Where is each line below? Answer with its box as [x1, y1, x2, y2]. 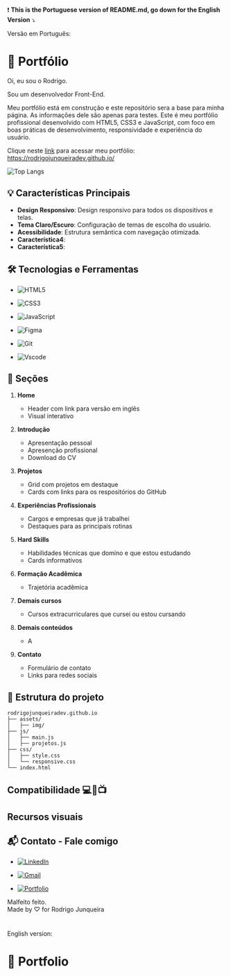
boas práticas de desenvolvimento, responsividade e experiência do [7, 126, 203, 134]
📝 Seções [7, 373, 49, 384]
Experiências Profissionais [17, 502, 96, 510]
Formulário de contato [27, 664, 92, 672]
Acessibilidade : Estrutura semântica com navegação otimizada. [17, 228, 201, 236]
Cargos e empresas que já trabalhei [27, 515, 130, 523]
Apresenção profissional [27, 446, 98, 454]
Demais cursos [17, 597, 62, 605]
